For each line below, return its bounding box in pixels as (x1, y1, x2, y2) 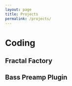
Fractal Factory (5, 57, 52, 65)
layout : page (5, 7, 32, 12)
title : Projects (5, 12, 38, 17)
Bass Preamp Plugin (5, 73, 68, 82)
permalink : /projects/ (5, 16, 51, 21)
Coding (5, 37, 36, 48)
